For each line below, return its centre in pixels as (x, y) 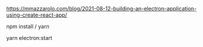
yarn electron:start (29, 38)
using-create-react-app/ (37, 15)
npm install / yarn (28, 26)
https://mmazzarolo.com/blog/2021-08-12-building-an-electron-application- (101, 9)
